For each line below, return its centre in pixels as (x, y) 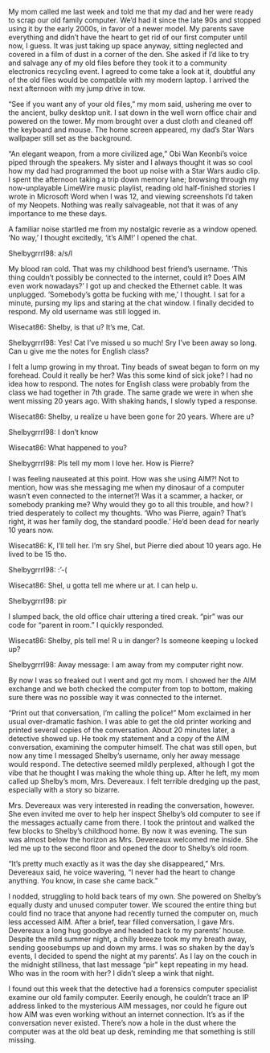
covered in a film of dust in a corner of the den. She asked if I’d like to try (129, 54)
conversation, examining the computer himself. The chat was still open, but (133, 747)
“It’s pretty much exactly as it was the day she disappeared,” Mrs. (117, 864)
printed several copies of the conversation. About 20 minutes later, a (122, 730)
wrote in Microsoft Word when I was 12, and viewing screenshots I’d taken (131, 197)
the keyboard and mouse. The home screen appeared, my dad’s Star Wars (131, 129)
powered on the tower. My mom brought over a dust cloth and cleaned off (131, 121)
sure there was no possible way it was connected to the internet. (115, 697)
